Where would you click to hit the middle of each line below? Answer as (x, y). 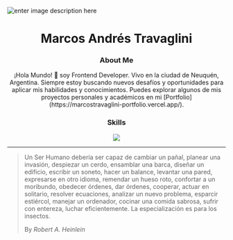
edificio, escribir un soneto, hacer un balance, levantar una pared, (118, 172)
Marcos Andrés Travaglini (116, 39)
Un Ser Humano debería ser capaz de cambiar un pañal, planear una (122, 157)
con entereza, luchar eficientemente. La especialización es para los (120, 208)
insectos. (37, 216)
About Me (116, 60)
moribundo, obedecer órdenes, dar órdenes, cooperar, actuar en (116, 186)
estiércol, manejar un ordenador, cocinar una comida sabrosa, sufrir (121, 201)
